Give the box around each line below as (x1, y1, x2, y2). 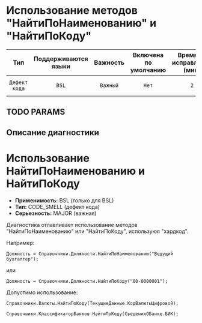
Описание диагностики (6, 127, 99, 137)
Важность (94, 58, 125, 67)
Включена (132, 50, 164, 59)
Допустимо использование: (6, 289, 78, 296)
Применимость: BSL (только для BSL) (14, 196, 114, 204)
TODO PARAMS (6, 107, 66, 117)
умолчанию (130, 65, 167, 74)
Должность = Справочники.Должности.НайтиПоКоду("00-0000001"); (6, 278, 168, 284)
